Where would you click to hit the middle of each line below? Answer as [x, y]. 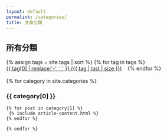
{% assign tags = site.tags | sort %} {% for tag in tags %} [76, 62]
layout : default [26, 11]
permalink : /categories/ [37, 17]
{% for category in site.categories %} [52, 81]
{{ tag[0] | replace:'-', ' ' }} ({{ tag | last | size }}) [64, 69]
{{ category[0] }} [31, 96]
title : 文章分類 [24, 22]
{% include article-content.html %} [54, 113]
